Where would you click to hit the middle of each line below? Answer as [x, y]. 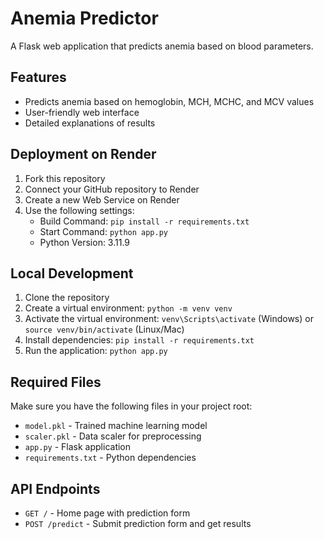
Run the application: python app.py [96, 351]
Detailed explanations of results [90, 123]
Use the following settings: [79, 210]
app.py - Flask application [78, 447]
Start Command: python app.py [103, 231]
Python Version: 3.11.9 [85, 242]
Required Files [56, 382]
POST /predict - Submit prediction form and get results [138, 523]
